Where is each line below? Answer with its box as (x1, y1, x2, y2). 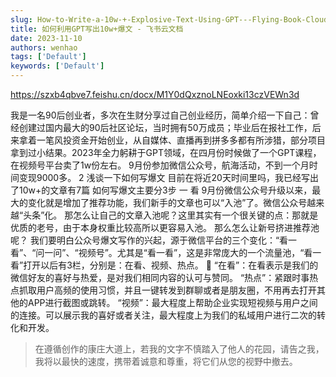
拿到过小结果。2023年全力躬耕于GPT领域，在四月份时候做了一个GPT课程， (10, 147, 322, 158)
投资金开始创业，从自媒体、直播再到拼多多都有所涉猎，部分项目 (62, 134, 326, 146)
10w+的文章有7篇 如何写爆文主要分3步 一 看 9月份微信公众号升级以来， (18, 184, 313, 196)
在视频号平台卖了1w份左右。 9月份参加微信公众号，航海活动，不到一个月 (10, 159, 310, 171)
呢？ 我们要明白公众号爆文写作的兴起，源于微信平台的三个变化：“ (10, 234, 280, 246)
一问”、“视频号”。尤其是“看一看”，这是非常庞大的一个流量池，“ (44, 247, 305, 258)
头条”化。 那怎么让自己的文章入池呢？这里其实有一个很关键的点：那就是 (23, 209, 319, 221)
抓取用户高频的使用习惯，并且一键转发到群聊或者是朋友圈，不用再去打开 (18, 284, 317, 296)
